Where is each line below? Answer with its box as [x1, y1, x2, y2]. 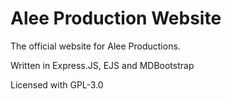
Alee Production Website [10, 7, 222, 30]
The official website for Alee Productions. [10, 40, 181, 52]
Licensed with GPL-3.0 [10, 78, 104, 91]
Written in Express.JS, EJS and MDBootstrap [10, 59, 195, 71]
